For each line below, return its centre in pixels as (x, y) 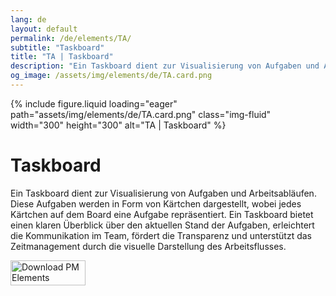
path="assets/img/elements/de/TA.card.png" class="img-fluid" (141, 114)
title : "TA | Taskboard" (62, 57)
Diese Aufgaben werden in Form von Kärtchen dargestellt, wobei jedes (156, 203)
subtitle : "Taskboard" (57, 47)
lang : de (28, 19)
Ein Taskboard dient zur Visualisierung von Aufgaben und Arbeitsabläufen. (163, 193)
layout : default (44, 29)
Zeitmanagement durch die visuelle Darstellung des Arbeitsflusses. (148, 246)
